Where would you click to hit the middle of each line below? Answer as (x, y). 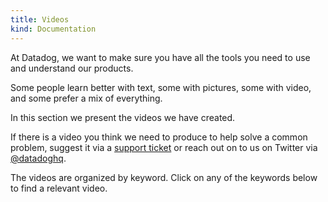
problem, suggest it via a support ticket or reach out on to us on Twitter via (164, 147)
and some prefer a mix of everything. (86, 98)
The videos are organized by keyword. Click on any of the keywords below (164, 177)
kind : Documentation (53, 29)
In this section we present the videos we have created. (123, 117)
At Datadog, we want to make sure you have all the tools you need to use (160, 57)
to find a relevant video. (59, 188)
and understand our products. (72, 68)
